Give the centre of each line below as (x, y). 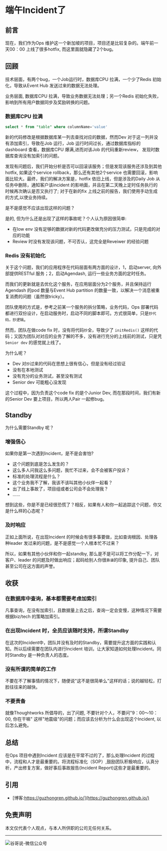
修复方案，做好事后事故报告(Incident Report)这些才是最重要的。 (87, 768)
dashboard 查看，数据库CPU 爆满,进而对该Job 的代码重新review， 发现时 (80, 149)
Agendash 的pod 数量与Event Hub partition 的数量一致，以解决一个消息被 (80, 290)
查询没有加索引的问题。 (38, 156)
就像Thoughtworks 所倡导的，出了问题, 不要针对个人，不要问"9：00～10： (82, 713)
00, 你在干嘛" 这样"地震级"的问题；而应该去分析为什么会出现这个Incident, (80, 719)
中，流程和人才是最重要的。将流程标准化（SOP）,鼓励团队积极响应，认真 (80, 762)
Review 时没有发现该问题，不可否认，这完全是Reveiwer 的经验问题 (81, 241)
